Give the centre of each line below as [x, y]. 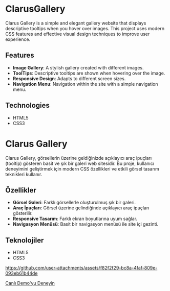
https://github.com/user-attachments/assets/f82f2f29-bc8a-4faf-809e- [81, 268]
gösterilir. [23, 213]
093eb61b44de [22, 273]
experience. [18, 39]
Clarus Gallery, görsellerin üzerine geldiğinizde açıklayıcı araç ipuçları [79, 158]
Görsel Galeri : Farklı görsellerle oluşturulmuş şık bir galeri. [74, 203]
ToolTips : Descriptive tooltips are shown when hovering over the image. [89, 73]
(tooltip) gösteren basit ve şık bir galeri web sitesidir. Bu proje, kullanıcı [80, 163]
